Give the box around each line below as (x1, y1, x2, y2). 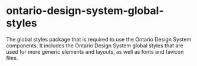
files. (6, 54, 18, 61)
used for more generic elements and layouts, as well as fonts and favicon (6, 48, 184, 55)
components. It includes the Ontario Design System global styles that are (6, 42, 184, 49)
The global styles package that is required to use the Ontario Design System (6, 36, 192, 43)
